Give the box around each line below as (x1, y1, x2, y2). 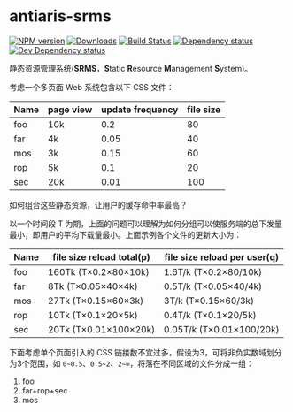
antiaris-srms (9, 6, 112, 27)
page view (47, 103, 93, 116)
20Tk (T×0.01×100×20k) (47, 323, 156, 335)
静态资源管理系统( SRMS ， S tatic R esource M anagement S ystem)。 (9, 63, 253, 73)
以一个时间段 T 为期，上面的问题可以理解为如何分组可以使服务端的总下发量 (9, 218, 282, 229)
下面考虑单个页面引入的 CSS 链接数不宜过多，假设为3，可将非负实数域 (9, 347, 267, 357)
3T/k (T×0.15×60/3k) (163, 294, 255, 307)
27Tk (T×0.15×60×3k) (47, 294, 144, 307)
